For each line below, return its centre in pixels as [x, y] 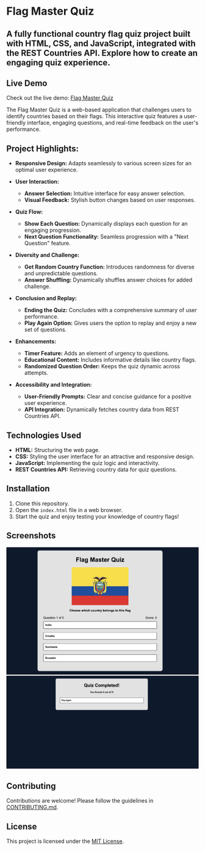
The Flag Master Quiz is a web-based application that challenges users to [99, 110]
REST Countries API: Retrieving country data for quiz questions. [96, 470]
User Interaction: [37, 182]
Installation [28, 489]
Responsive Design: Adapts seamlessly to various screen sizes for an [103, 163]
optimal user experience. [46, 170]
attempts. [36, 373]
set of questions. [45, 330]
